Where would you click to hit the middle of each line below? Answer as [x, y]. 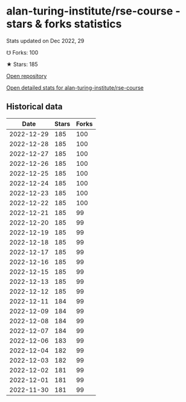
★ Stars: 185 [22, 64]
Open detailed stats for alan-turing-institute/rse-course [75, 87]
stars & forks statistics [64, 24]
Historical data [34, 107]
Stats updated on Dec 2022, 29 [45, 41]
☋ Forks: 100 [22, 52]
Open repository [27, 76]
